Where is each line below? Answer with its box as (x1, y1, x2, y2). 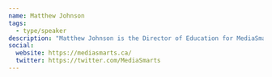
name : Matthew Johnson (8, 11, 85, 20)
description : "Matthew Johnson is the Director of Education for (8, 34, 233, 43)
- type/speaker (15, 26, 67, 34)
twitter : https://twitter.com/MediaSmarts (15, 57, 161, 65)
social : (8, 42, 35, 50)
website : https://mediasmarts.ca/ (15, 49, 132, 57)
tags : (8, 19, 27, 27)
